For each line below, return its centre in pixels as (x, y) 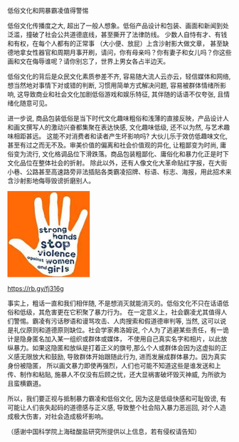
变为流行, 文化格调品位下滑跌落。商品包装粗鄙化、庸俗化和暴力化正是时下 (121, 154)
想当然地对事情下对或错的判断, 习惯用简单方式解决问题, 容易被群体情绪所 (114, 85)
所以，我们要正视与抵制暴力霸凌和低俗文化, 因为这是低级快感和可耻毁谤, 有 (117, 399)
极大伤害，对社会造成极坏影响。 (60, 416)
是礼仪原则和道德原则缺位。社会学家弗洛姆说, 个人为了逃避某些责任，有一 (115, 330)
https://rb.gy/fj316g (36, 288)
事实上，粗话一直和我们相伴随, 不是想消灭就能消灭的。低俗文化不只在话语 (115, 303)
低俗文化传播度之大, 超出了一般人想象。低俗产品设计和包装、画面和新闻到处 (118, 26)
